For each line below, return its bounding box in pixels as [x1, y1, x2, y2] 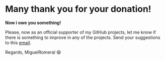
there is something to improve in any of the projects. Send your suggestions [5, 34, 161, 40]
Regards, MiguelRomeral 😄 [5, 49, 61, 55]
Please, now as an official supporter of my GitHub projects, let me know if [5, 29, 156, 35]
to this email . [5, 39, 31, 45]
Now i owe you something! [5, 20, 61, 26]
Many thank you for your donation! [5, 3, 152, 15]
